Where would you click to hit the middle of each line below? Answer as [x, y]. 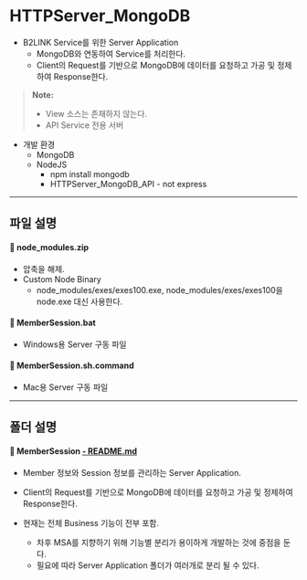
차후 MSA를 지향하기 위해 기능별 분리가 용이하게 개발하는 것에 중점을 [159, 542]
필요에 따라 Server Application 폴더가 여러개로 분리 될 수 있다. [148, 565]
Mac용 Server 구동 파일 [65, 387]
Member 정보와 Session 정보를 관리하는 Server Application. [132, 472]
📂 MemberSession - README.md [74, 451]
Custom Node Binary [62, 279]
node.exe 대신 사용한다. [79, 301]
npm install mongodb [90, 174]
